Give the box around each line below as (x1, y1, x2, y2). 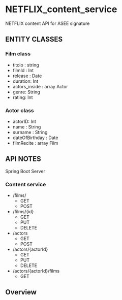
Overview (5, 288, 37, 296)
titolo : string (12, 62, 39, 68)
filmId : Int (12, 67, 34, 73)
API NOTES (5, 155, 42, 163)
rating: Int (12, 94, 33, 100)
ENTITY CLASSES (5, 35, 63, 44)
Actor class (5, 107, 34, 114)
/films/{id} (12, 209, 34, 215)
